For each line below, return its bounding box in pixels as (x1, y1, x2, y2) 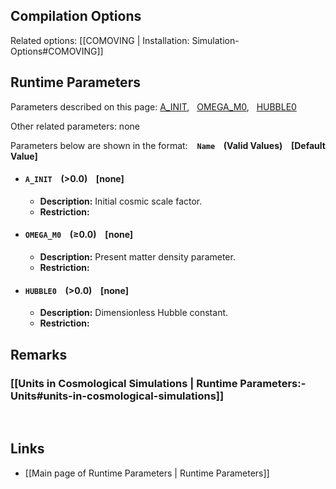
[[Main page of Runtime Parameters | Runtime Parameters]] (24, 467, 270, 479)
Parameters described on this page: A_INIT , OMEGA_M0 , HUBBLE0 (10, 100, 297, 113)
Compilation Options (10, 8, 142, 25)
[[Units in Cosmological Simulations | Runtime (10, 376, 238, 390)
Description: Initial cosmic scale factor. (39, 195, 203, 207)
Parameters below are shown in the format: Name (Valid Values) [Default (10, 139, 326, 151)
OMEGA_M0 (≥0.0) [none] (24, 229, 134, 241)
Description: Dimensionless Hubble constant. (39, 307, 229, 319)
